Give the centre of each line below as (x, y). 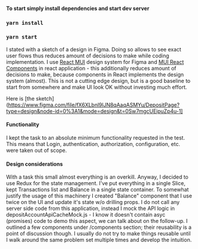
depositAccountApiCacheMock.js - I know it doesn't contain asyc (86, 215)
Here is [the (20, 98)
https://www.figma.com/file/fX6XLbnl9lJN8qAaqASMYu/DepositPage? (94, 105)
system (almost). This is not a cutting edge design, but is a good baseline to (98, 80)
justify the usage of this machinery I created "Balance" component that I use (99, 196)
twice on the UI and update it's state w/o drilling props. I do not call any (93, 202)
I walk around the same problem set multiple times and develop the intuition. (99, 240)
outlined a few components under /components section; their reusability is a (99, 227)
